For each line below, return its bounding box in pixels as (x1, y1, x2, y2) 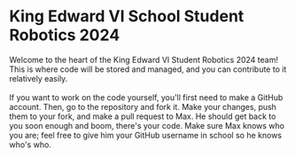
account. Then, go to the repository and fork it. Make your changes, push (9, 101, 277, 112)
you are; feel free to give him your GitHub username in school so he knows (9, 130, 282, 140)
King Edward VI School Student (9, 6, 245, 27)
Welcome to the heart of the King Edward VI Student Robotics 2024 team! (9, 54, 279, 65)
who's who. (9, 139, 51, 150)
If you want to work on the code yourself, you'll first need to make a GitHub (9, 91, 283, 103)
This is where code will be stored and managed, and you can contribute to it (9, 64, 287, 75)
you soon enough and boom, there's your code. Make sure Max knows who (9, 120, 285, 130)
